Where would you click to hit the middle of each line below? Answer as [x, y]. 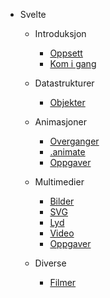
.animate [67, 152]
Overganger [74, 141]
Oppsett [66, 53]
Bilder [62, 201]
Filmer [63, 282]
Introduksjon [60, 33]
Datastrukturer [64, 83]
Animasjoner [60, 122]
